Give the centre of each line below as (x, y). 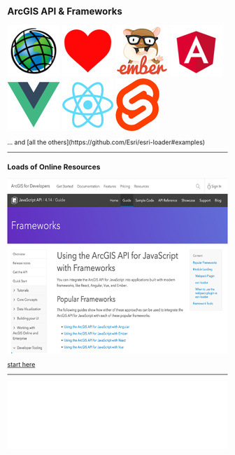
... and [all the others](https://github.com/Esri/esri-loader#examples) (106, 142)
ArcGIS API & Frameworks (65, 12)
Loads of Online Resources (54, 167)
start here (21, 365)
